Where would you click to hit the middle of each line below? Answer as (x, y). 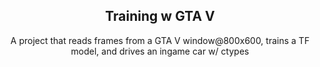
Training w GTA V (160, 16)
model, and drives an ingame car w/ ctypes (160, 51)
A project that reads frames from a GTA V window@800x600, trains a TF (160, 40)
